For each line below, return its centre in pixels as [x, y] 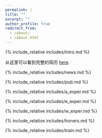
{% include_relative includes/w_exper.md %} [51, 111]
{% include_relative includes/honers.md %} [50, 120]
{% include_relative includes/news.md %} [48, 72]
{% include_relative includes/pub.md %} [47, 82]
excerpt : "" [17, 19]
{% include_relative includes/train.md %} [47, 130]
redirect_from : [21, 28]
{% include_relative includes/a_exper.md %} [51, 91]
